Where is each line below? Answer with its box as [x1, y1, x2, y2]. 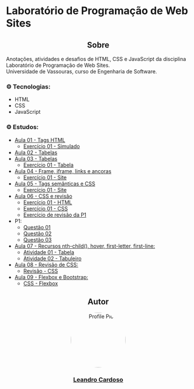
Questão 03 [23, 236, 52, 243]
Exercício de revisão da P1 [23, 211, 86, 218]
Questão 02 [23, 230, 52, 237]
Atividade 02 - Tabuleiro [23, 255, 82, 262]
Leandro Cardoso [72, 376, 124, 384]
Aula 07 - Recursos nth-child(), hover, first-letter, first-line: [14, 242, 155, 249]
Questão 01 [23, 224, 51, 231]
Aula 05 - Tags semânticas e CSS [14, 180, 95, 187]
